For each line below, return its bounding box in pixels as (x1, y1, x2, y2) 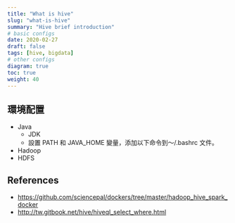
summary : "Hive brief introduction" (7, 23, 115, 30)
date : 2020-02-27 (7, 37, 58, 44)
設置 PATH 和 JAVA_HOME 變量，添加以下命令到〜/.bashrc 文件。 (27, 139, 218, 147)
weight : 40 (7, 75, 39, 83)
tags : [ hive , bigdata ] (7, 50, 74, 57)
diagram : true (7, 63, 49, 70)
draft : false (7, 43, 46, 50)
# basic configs (7, 30, 55, 37)
